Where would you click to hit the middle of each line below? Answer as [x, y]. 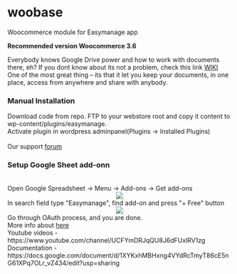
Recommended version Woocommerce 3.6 [72, 46]
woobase [35, 12]
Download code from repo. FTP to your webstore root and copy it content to [119, 116]
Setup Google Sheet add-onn [59, 165]
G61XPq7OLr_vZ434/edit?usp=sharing [63, 263]
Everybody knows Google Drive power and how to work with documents [114, 59]
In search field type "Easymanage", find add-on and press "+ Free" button [116, 203]
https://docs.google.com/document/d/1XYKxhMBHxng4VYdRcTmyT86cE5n [118, 255]
